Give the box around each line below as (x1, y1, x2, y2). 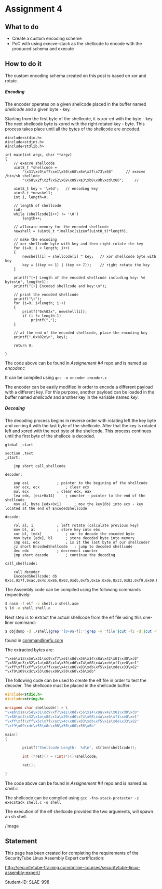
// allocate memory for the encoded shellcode (13, 224, 109, 229)
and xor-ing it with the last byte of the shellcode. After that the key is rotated (5, 422, 157, 428)
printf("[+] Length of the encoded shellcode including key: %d (13, 275, 146, 280)
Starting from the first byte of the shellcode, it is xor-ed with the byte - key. (5, 115, 154, 122)
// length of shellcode (13, 203, 62, 208)
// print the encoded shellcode (13, 292, 79, 297)
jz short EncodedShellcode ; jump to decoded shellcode (13, 544, 133, 549)
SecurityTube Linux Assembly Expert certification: (5, 855, 105, 861)
